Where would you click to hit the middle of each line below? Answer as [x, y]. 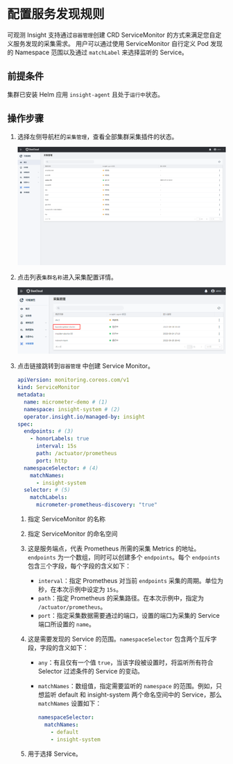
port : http [52, 461]
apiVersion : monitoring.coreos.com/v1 [73, 380]
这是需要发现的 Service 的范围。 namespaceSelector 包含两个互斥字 [122, 639]
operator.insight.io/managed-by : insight [85, 417]
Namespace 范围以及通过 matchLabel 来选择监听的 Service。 [102, 52]
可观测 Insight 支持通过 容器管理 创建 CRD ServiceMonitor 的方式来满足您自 [111, 35]
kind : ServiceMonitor [48, 388]
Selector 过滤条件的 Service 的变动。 [91, 671]
